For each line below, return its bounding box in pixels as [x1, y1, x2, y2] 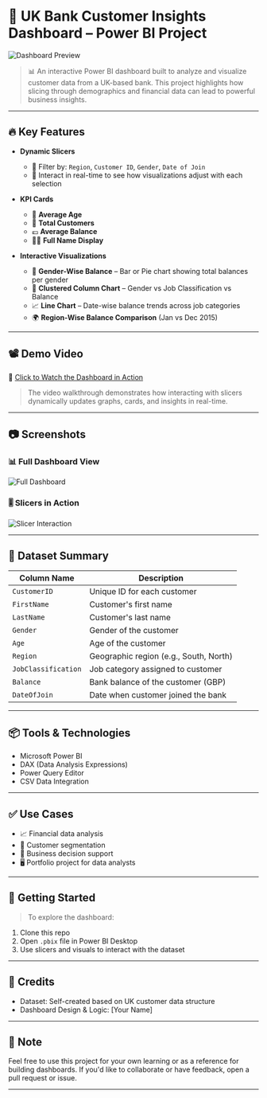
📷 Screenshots [8, 428, 86, 441]
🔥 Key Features [8, 125, 86, 139]
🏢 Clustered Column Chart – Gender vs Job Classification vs [31, 283, 232, 293]
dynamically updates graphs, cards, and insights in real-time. [27, 396, 228, 405]
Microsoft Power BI [19, 752, 83, 761]
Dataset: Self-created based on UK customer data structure [19, 996, 216, 1006]
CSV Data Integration [19, 776, 90, 787]
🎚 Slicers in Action [8, 498, 79, 509]
